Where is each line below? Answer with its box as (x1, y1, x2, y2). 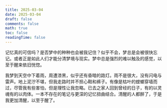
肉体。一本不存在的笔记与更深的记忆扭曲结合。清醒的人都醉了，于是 (22, 91, 162, 97)
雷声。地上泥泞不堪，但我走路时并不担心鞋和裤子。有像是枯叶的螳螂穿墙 (5, 78, 153, 85)
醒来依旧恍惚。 (13, 62, 45, 68)
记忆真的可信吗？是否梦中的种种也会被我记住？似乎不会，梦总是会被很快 (5, 49, 153, 55)
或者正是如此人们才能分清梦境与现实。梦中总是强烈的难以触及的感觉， (13, 55, 158, 61)
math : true (5, 26, 28, 31)
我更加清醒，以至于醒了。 (5, 97, 58, 103)
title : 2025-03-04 (5, 7, 43, 12)
